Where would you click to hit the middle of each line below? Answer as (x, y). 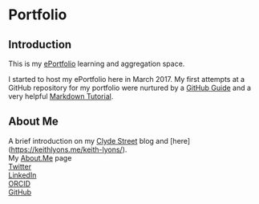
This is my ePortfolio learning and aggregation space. (97, 63)
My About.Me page (40, 157)
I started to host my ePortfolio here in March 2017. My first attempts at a (127, 79)
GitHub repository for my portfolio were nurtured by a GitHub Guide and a (129, 88)
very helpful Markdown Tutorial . (61, 96)
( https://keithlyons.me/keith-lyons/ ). (68, 149)
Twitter (20, 166)
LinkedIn (22, 175)
